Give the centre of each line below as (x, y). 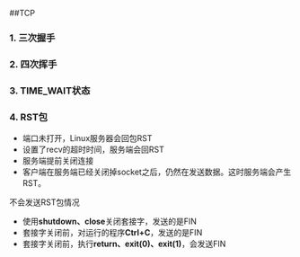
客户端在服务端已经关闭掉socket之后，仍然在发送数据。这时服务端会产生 (157, 172)
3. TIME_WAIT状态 (50, 91)
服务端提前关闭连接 (58, 161)
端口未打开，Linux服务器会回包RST (87, 138)
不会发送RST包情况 (44, 202)
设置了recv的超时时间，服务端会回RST (93, 150)
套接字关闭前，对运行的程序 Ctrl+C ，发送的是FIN (112, 233)
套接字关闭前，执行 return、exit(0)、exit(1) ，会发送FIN (124, 244)
